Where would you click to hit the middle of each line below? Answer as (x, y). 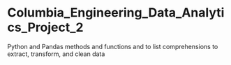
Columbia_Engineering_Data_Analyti (116, 13)
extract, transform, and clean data (56, 54)
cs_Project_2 (45, 27)
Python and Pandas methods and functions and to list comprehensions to (113, 46)
